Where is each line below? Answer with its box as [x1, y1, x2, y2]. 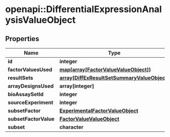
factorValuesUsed [8, 66, 53, 73]
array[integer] [59, 82, 95, 89]
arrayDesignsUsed [8, 82, 54, 89]
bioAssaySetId [8, 91, 44, 98]
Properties [5, 34, 39, 43]
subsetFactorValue [8, 115, 55, 122]
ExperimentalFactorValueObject [59, 107, 139, 114]
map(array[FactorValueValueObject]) [59, 66, 151, 73]
